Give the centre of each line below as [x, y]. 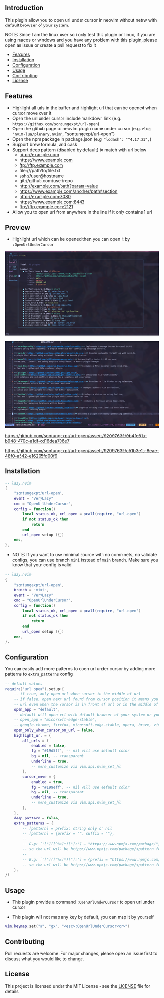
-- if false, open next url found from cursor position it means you [86, 699]
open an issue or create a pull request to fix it [51, 45]
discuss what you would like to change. [45, 959]
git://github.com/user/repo [46, 180]
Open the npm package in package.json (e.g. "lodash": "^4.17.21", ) [82, 139]
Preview [18, 228]
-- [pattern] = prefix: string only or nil [67, 828]
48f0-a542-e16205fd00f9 [31, 456]
